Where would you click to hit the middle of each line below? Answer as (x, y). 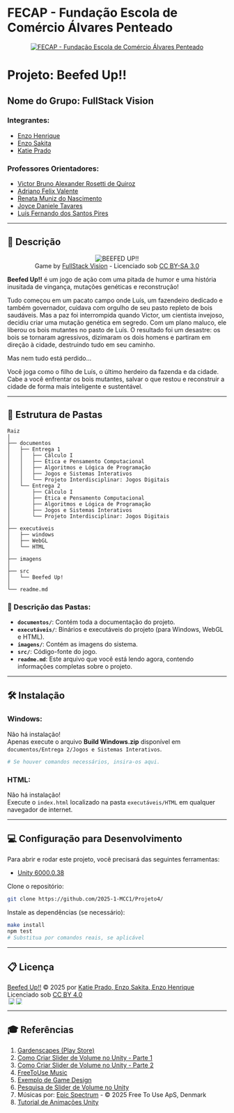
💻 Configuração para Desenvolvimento (95, 839)
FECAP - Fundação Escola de (93, 13)
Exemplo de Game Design (54, 1080)
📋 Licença (31, 967)
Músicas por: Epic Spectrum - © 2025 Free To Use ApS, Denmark (112, 1094)
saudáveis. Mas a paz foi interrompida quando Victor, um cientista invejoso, (116, 315)
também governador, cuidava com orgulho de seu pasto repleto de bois (110, 307)
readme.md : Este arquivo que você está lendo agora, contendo (105, 659)
